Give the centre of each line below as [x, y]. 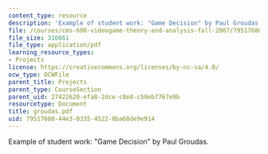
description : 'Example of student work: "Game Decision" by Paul [119, 23]
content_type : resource [48, 15]
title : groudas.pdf [41, 112]
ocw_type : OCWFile [39, 75]
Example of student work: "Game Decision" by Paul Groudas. [108, 141]
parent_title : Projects [48, 82]
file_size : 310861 [39, 38]
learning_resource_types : [51, 52]
